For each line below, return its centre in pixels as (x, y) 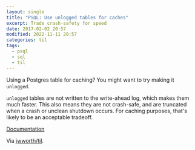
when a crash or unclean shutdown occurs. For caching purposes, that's (97, 111)
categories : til (27, 40)
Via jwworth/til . (25, 140)
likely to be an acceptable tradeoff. (50, 117)
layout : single (25, 12)
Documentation (25, 129)
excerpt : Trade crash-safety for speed (57, 23)
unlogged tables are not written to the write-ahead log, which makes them (98, 98)
